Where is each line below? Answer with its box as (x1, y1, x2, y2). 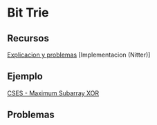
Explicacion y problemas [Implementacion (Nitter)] (7, 50, 151, 59)
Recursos (7, 32, 50, 44)
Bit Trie (7, 5, 49, 21)
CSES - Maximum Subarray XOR (7, 88, 100, 97)
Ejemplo (7, 70, 43, 82)
